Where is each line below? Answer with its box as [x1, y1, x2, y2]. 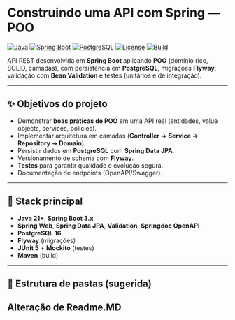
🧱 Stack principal [7, 196, 83, 208]
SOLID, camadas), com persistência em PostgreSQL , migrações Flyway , [7, 64, 217, 72]
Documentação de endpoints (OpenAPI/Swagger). [17, 168, 163, 177]
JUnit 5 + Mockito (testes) [17, 243, 94, 252]
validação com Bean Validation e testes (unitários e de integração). [7, 71, 202, 80]
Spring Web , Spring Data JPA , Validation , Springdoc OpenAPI [17, 221, 200, 230]
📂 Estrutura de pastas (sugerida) [7, 277, 152, 289]
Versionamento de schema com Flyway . [17, 154, 134, 162]
